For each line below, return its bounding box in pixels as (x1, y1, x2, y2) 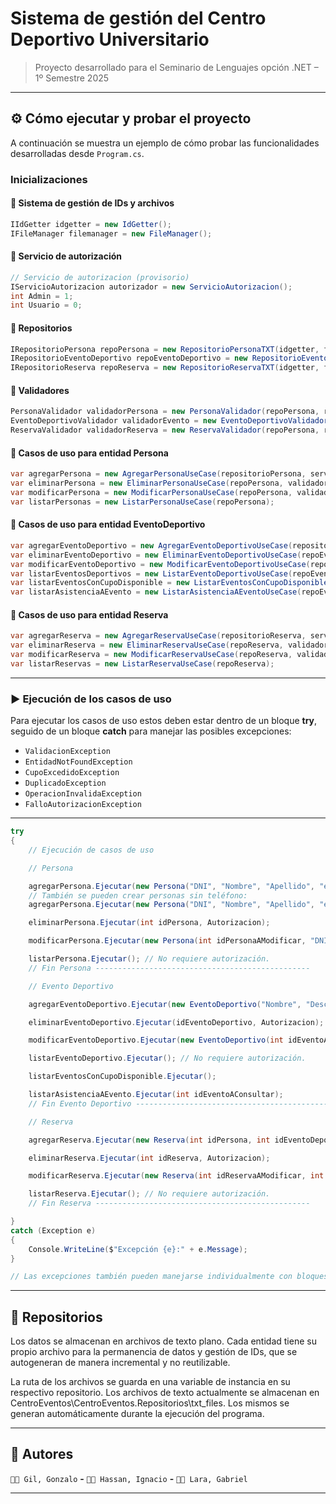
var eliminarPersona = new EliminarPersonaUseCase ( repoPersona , (10, 478, 284, 489)
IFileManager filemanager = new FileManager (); (10, 228, 213, 239)
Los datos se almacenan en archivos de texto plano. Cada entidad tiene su (10, 1335, 317, 1347)
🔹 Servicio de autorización (10, 250, 122, 262)
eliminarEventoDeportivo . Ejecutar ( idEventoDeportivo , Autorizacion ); (28, 1017, 325, 1027)
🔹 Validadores (10, 384, 70, 396)
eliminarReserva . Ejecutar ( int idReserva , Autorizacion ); (28, 1153, 271, 1163)
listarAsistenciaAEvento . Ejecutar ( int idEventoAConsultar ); (28, 1090, 284, 1100)
